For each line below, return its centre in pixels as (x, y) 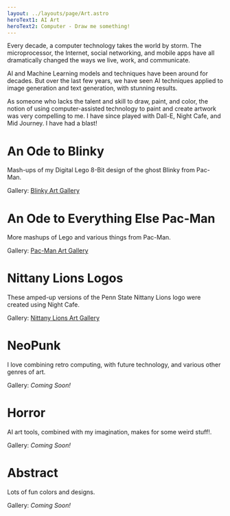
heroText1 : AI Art (33, 20)
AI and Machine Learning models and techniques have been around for (107, 73)
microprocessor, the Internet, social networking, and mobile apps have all (111, 53)
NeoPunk (34, 345)
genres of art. (26, 372)
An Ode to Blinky (56, 151)
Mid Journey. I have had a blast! (52, 124)
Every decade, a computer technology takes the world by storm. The (104, 46)
